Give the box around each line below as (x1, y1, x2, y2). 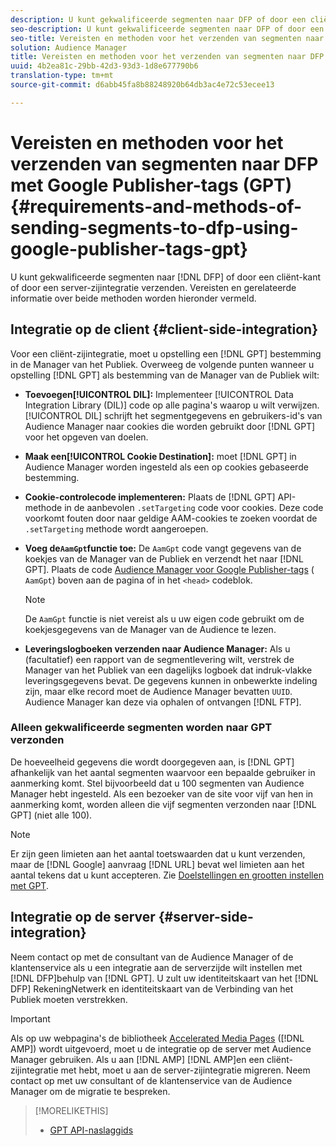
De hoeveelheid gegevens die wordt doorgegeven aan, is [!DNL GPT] (10, 756, 295, 768)
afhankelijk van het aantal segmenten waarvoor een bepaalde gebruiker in (10, 766, 316, 778)
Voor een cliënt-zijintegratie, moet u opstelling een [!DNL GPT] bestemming (10, 347, 322, 360)
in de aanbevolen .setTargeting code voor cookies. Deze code (64, 501, 324, 513)
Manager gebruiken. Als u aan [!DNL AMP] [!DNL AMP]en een (10, 1053, 265, 1065)
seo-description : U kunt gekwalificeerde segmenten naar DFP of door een (10, 24, 325, 34)
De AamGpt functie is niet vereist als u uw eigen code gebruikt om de (24, 612, 305, 625)
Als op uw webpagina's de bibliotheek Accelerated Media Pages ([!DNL (10, 1032, 305, 1044)
